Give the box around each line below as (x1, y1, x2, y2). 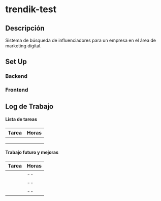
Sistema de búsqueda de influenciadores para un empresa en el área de (5, 37, 156, 43)
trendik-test (5, 4, 57, 15)
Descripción (5, 24, 45, 33)
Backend (5, 73, 28, 80)
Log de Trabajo (5, 102, 54, 110)
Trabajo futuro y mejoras (5, 149, 59, 156)
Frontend (5, 87, 28, 94)
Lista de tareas (5, 116, 37, 123)
